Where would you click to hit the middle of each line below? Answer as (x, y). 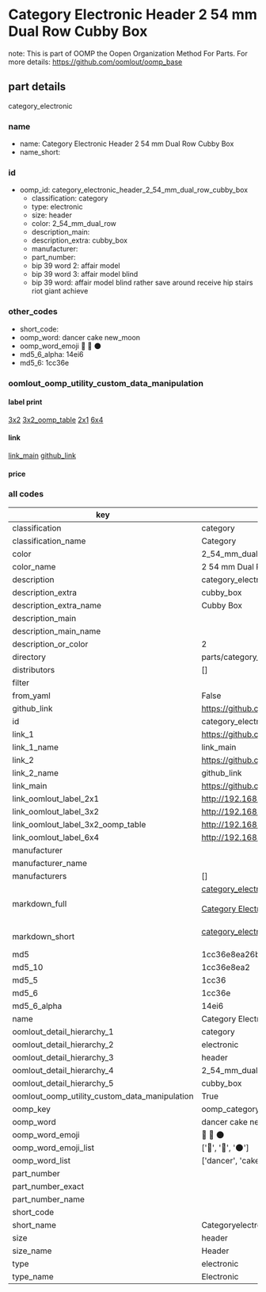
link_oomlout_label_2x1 (56, 799)
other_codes (33, 312)
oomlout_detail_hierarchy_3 (63, 1057)
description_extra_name (57, 605)
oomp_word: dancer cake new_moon (80, 337)
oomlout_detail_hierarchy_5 (63, 1083)
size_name (32, 1251)
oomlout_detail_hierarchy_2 (63, 1045)
